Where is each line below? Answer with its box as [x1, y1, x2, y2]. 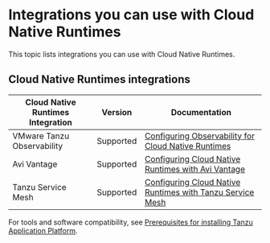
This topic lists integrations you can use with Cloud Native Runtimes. [8, 49, 235, 59]
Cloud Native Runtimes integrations [8, 72, 190, 86]
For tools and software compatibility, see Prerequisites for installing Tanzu [8, 217, 253, 227]
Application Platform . [8, 225, 78, 235]
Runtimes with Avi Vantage [144, 163, 246, 175]
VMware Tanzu [12, 130, 70, 142]
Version [101, 106, 133, 117]
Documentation [170, 106, 231, 117]
